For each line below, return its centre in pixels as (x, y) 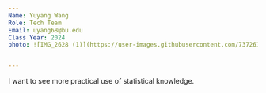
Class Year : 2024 (37, 37)
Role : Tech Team (35, 23)
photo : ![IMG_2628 (38, 45)
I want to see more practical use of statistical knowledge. (101, 81)
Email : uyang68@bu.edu (46, 30)
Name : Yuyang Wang (38, 15)
